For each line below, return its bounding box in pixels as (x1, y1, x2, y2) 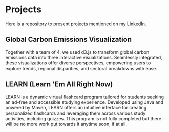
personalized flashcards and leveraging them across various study (5, 110, 146, 116)
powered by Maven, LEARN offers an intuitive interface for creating (5, 104, 147, 111)
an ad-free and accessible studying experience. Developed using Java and (5, 99, 164, 105)
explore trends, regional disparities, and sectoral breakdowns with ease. (5, 65, 158, 71)
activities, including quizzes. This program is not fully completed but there (5, 115, 162, 121)
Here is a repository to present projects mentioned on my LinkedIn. (5, 20, 146, 27)
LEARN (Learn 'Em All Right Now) (5, 80, 113, 89)
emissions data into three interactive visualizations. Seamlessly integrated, (5, 54, 162, 60)
